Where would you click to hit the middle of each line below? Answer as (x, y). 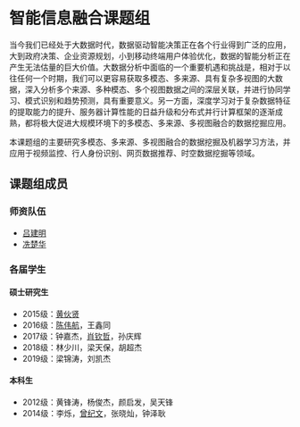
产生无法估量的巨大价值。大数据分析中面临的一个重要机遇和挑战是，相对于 (146, 67)
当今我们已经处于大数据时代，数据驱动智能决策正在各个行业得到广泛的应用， (150, 45)
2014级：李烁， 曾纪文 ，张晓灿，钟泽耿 (94, 413)
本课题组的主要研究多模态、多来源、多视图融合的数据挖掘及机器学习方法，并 (150, 142)
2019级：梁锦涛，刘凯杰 (67, 358)
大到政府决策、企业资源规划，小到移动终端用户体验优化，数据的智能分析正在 (150, 55)
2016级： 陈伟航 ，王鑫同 (67, 325)
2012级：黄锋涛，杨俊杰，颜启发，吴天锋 (98, 402)
